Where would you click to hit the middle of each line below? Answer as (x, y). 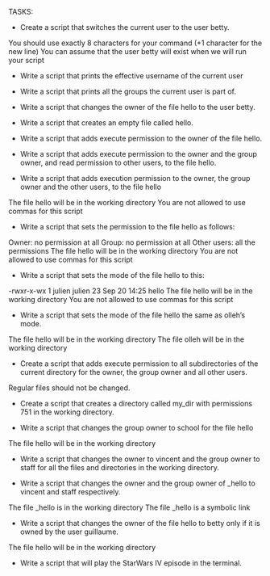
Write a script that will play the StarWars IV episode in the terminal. (131, 563)
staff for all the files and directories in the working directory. (120, 467)
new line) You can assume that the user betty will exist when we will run (128, 51)
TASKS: (21, 12)
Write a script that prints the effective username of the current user (131, 76)
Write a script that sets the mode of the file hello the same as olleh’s (133, 315)
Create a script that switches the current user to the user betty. (125, 27)
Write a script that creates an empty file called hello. (106, 123)
